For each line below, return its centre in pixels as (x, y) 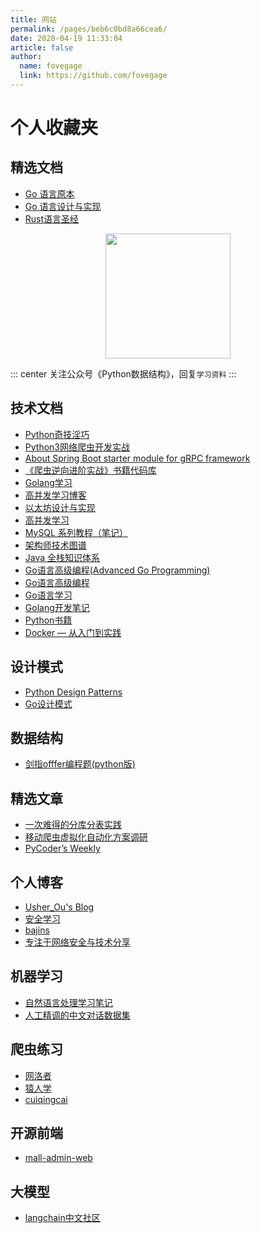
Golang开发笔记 (57, 607)
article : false (42, 47)
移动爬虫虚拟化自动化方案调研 (86, 837)
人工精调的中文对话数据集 (77, 1015)
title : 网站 (33, 19)
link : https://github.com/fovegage (93, 76)
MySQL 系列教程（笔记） (76, 532)
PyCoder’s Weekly (62, 848)
